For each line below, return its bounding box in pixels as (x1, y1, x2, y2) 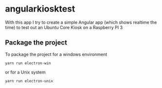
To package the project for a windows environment (5, 51, 108, 57)
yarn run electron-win (5, 60, 51, 66)
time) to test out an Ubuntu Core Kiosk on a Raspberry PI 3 (5, 24, 123, 30)
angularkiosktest (5, 3, 75, 15)
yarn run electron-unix (5, 78, 54, 83)
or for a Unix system (5, 69, 46, 75)
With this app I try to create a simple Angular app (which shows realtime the (5, 19, 157, 25)
